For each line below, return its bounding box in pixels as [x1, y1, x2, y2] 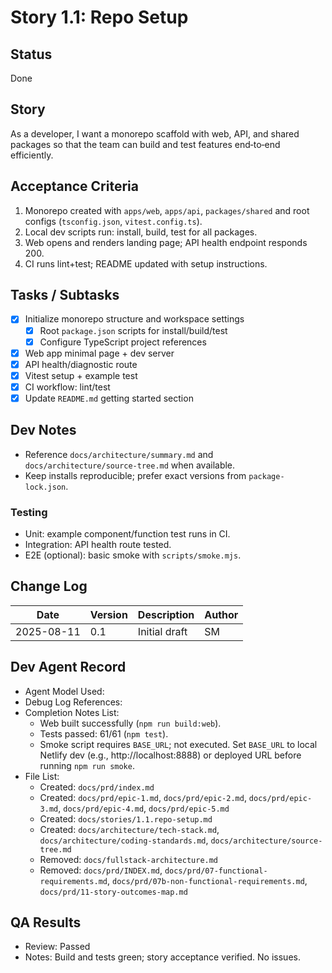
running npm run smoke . [39, 759, 135, 771]
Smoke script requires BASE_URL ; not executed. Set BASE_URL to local [39, 738, 318, 750]
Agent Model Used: [24, 685, 105, 697]
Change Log [10, 578, 88, 595]
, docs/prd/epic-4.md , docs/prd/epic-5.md [58, 802, 230, 814]
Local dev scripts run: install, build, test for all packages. [24, 226, 258, 238]
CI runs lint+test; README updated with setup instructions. [24, 257, 268, 270]
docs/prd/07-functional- [164, 866, 268, 876]
